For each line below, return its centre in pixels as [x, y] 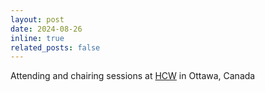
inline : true [37, 38]
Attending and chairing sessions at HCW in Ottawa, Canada [133, 76]
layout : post [37, 19]
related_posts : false [55, 47]
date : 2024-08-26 [46, 29]
